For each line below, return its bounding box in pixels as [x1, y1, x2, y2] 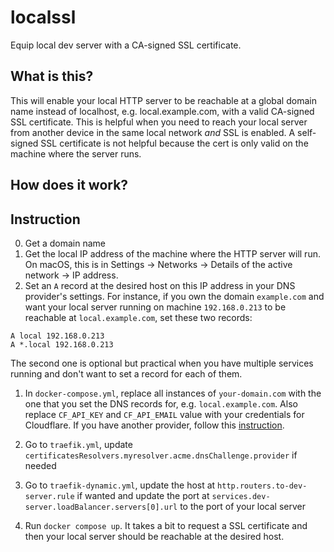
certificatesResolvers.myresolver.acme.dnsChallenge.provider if [24, 449, 298, 461]
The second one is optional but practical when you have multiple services [10, 357, 314, 369]
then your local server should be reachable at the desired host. [24, 530, 285, 542]
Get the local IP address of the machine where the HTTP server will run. [24, 247, 321, 260]
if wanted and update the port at [76, 489, 210, 501]
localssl [10, 6, 77, 29]
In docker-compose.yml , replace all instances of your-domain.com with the [24, 387, 322, 399]
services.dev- [211, 491, 271, 501]
